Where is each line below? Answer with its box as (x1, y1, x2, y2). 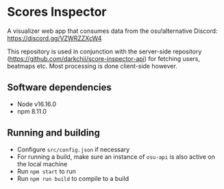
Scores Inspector (7, 4, 108, 20)
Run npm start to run (16, 167, 77, 175)
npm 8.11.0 (16, 107, 47, 115)
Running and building (7, 127, 101, 139)
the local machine (16, 160, 68, 168)
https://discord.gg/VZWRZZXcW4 (7, 34, 102, 42)
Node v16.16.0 (16, 100, 57, 108)
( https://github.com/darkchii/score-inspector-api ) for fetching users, (7, 54, 201, 62)
